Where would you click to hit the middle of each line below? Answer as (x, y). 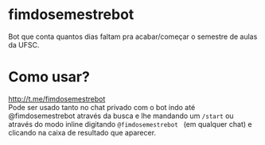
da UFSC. (24, 44)
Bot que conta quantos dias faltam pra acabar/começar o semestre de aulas (133, 36)
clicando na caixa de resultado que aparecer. (82, 132)
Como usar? (49, 77)
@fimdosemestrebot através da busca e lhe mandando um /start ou (121, 116)
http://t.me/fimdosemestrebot (57, 99)
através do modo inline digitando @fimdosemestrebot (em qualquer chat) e (130, 124)
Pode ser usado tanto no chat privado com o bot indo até (102, 107)
